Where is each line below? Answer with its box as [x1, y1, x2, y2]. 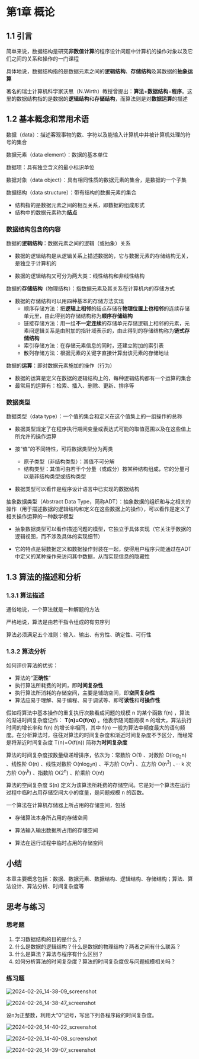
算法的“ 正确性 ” [14, 674, 52, 682]
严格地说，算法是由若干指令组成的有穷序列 [6, 618, 110, 626]
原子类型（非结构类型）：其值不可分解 [23, 458, 115, 465]
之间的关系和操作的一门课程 [11, 55, 79, 62]
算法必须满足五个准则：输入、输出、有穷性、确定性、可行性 [6, 631, 152, 638]
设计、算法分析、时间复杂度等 [11, 883, 84, 890]
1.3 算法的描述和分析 [6, 572, 82, 582]
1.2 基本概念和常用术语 [6, 114, 89, 125]
